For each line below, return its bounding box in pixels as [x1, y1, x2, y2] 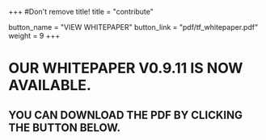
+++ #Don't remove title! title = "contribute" [8, 7, 154, 16]
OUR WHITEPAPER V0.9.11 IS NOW [8, 60, 243, 77]
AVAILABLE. [8, 76, 91, 95]
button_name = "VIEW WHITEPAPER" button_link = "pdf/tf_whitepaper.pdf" [8, 23, 259, 31]
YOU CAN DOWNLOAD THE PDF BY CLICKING [8, 108, 243, 121]
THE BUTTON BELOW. [8, 121, 121, 134]
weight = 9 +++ [8, 31, 61, 40]
